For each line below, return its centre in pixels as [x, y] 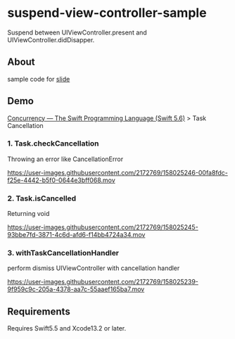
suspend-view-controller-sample [107, 13]
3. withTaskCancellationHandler [63, 253]
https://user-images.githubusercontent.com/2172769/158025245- [103, 227]
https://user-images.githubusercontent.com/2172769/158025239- [103, 282]
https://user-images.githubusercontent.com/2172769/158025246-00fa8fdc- [118, 172]
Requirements [39, 311]
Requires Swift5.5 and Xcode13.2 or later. [67, 328]
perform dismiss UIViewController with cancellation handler [94, 268]
